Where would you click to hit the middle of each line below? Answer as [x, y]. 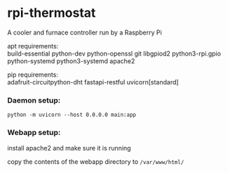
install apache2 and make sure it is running [69, 148]
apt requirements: [33, 46]
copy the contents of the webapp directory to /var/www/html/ [96, 161]
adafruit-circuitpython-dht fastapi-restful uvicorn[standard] [93, 82]
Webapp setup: [34, 133]
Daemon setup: [34, 100]
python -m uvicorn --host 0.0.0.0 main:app [72, 115]
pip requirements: [33, 75]
